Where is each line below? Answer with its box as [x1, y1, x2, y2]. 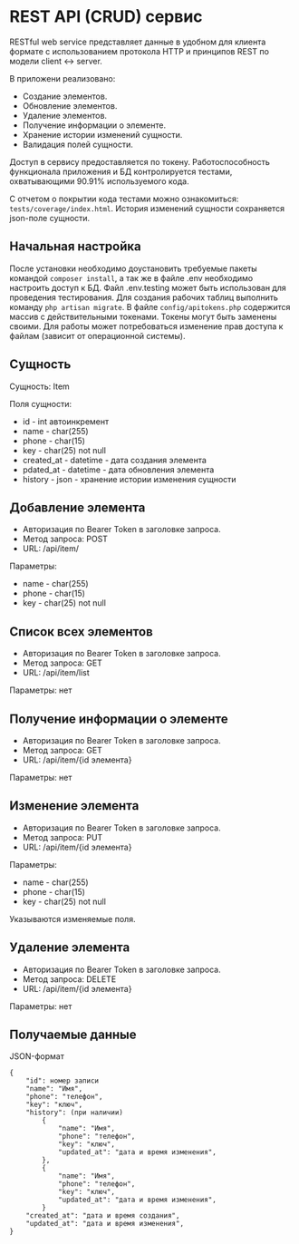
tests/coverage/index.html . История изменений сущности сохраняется [9, 202, 285, 214]
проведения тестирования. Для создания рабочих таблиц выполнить [9, 292, 279, 303]
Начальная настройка [9, 238, 142, 255]
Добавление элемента [9, 500, 146, 515]
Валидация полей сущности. [22, 139, 133, 150]
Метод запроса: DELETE [22, 973, 117, 985]
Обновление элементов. [22, 100, 118, 111]
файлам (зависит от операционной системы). [9, 330, 186, 341]
